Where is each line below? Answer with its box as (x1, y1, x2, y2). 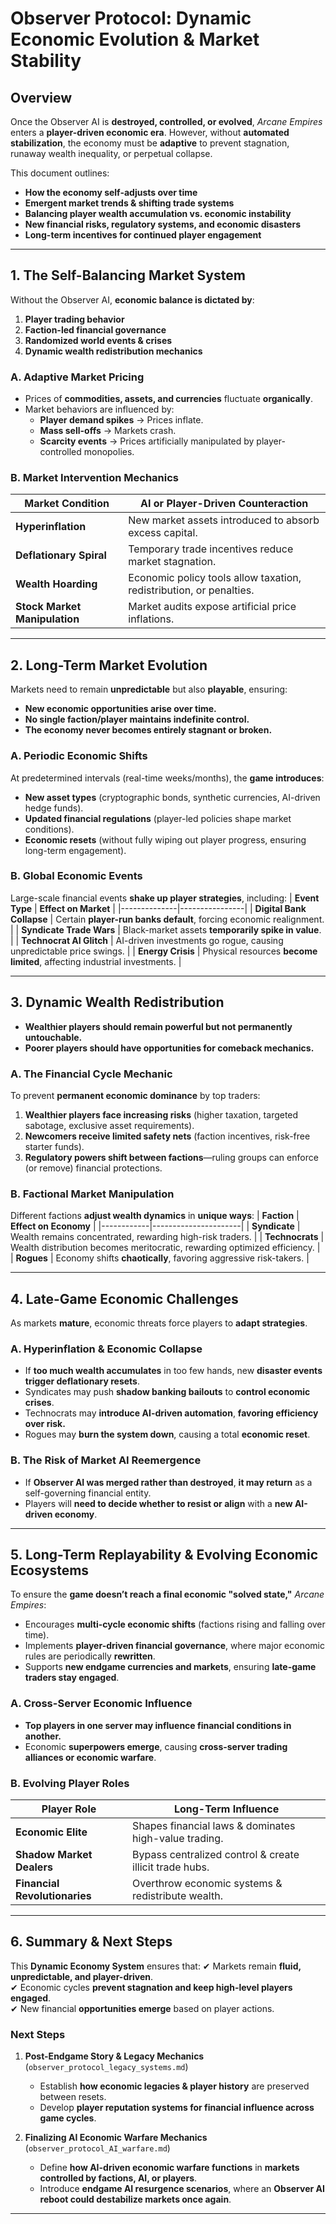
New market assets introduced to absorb (128, 513, 320, 527)
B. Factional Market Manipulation (10, 1187, 175, 1201)
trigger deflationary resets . (24, 1375, 140, 1387)
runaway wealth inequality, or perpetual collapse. (10, 148, 213, 159)
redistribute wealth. (132, 1889, 223, 1903)
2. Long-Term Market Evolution (10, 657, 208, 674)
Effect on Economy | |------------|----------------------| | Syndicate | (10, 1220, 301, 1232)
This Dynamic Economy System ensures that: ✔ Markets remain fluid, (10, 1960, 302, 1972)
